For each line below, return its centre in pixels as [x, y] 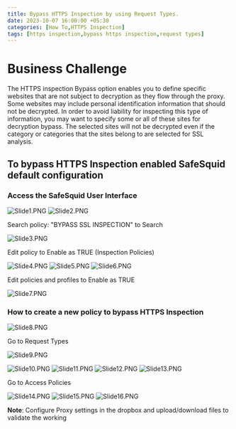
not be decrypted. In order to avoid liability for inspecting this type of [108, 112]
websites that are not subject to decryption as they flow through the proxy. [116, 96]
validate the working [37, 418]
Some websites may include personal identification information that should [116, 104]
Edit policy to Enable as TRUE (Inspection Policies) [81, 252]
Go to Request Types [38, 341]
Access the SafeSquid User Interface [72, 195]
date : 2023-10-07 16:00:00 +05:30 [58, 21]
